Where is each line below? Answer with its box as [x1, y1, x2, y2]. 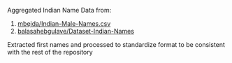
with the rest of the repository [7, 48, 93, 56]
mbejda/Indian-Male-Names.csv [17, 20, 111, 27]
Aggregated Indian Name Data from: [7, 6, 112, 14]
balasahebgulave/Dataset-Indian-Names [17, 27, 135, 35]
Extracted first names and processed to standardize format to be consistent [7, 41, 226, 48]
